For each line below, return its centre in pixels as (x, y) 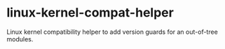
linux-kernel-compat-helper (90, 13)
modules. (20, 39)
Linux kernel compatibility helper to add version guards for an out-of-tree (112, 32)
